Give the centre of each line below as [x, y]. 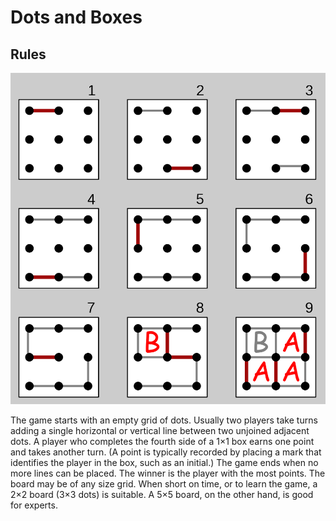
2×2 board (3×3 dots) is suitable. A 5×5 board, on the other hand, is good [162, 494]
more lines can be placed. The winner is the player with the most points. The [168, 473]
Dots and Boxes [76, 17]
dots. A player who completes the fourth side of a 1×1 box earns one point [162, 441]
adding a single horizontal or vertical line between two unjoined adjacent [160, 430]
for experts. [34, 505]
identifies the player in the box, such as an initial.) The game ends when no [164, 462]
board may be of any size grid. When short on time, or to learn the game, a [164, 483]
